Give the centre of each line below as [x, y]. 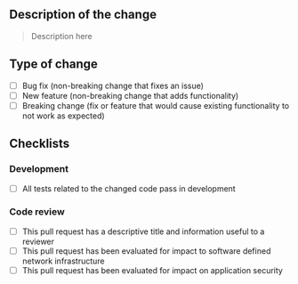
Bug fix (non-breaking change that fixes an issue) [113, 85]
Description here [62, 36]
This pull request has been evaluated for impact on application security [152, 270]
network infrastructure [63, 261]
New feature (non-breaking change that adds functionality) [130, 95]
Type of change [53, 65]
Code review [37, 212]
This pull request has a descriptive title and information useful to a [143, 231]
